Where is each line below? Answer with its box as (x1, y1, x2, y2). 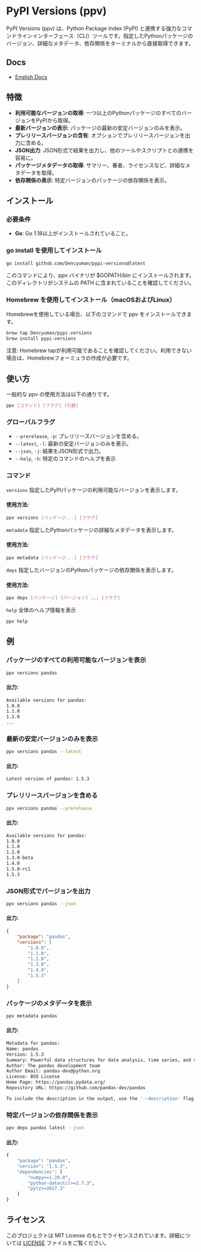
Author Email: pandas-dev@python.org (6, 1068, 100, 1074)
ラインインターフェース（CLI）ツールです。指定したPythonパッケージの (16, 32, 193, 39)
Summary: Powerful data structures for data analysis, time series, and (6, 1057, 191, 1063)
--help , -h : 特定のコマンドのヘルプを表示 (14, 455, 117, 462)
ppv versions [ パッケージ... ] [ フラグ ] (6, 515, 99, 521)
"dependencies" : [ (17, 1169, 63, 1175)
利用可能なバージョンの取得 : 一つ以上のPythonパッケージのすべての (14, 109, 182, 116)
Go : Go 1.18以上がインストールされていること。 (14, 230, 132, 237)
